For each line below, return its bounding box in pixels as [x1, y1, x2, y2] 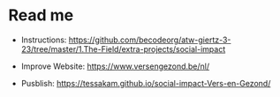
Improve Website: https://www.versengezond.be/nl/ [20, 61, 209, 71]
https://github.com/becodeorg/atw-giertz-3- [68, 34, 231, 45]
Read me [8, 5, 74, 26]
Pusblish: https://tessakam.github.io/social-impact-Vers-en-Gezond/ [20, 78, 271, 88]
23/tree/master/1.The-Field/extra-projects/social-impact [20, 43, 226, 54]
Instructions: [20, 34, 67, 45]
